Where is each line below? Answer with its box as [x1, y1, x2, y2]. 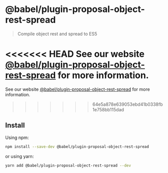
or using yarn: [5, 153, 34, 159]
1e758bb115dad [92, 106, 124, 112]
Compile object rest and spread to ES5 [17, 31, 98, 37]
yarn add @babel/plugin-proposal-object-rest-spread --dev [5, 163, 131, 168]
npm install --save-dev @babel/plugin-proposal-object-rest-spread [5, 144, 149, 149]
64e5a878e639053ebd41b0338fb [92, 101, 163, 107]
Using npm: [5, 134, 29, 140]
